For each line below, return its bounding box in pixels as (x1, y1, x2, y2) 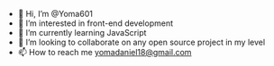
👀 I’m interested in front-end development (17, 18, 174, 29)
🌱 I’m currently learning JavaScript (17, 28, 147, 37)
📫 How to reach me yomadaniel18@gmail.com (17, 47, 192, 57)
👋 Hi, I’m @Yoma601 (17, 9, 93, 19)
